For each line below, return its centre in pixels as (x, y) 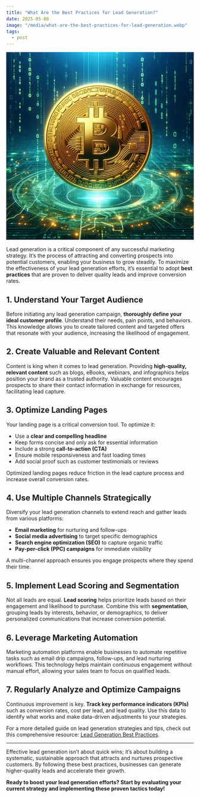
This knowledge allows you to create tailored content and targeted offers (95, 326)
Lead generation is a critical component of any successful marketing (90, 250)
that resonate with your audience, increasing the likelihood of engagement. (98, 333)
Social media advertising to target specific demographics (86, 537)
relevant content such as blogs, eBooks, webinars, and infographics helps (98, 372)
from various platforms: (35, 519)
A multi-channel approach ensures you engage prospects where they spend (100, 560)
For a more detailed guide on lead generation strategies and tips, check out (99, 728)
